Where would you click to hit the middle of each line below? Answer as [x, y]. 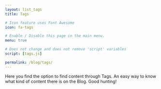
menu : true [16, 41]
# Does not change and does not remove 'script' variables [66, 49]
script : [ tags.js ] [23, 54]
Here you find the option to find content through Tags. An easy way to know [80, 76]
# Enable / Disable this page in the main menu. [55, 36]
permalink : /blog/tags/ [29, 62]
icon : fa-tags [19, 27]
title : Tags [17, 14]
